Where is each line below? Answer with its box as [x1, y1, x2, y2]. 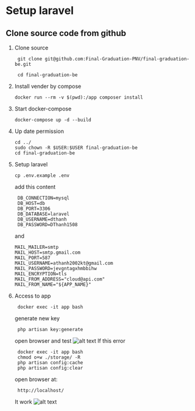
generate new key [14, 315, 60, 322]
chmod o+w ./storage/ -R [17, 354, 80, 360]
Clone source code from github [5, 28, 126, 38]
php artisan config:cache [17, 360, 83, 366]
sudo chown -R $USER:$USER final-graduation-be [14, 145, 138, 151]
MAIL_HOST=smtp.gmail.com [14, 249, 80, 256]
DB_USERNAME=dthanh [17, 216, 67, 223]
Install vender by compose [14, 83, 82, 90]
